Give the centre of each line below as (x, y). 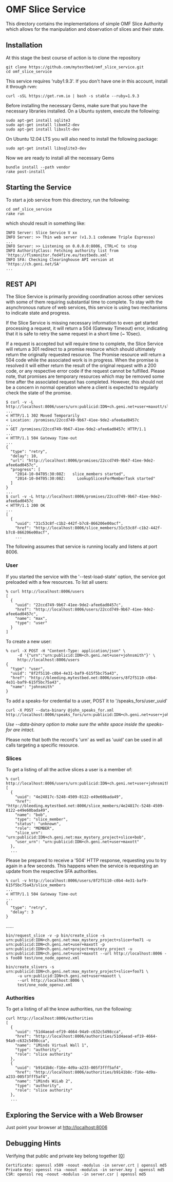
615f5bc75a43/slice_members (36, 885)
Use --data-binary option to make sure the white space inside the (75, 724)
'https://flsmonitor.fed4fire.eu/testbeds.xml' (58, 255)
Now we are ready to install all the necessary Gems (60, 158)
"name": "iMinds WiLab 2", (44, 1081)
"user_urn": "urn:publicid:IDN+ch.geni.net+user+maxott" (77, 842)
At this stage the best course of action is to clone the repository (73, 58)
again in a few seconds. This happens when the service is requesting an (82, 866)
